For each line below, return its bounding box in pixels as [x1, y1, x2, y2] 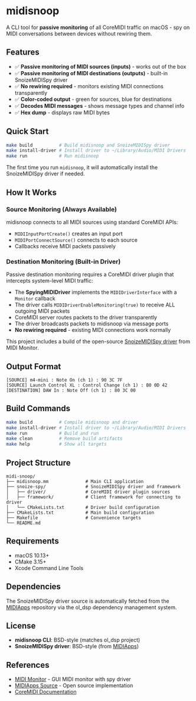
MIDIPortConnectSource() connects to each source [14, 236, 138, 244]
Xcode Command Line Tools [14, 564, 84, 571]
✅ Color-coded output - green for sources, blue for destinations [14, 95, 172, 103]
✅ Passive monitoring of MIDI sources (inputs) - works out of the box [14, 63, 187, 70]
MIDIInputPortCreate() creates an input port [14, 230, 123, 237]
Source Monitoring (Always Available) [6, 205, 117, 213]
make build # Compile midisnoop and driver [6, 419, 139, 425]
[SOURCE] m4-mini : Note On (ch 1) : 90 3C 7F [6, 377, 123, 383]
